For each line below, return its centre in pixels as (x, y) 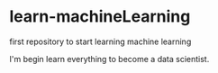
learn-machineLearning (100, 17)
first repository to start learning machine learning (100, 41)
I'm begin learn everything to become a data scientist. (109, 59)
